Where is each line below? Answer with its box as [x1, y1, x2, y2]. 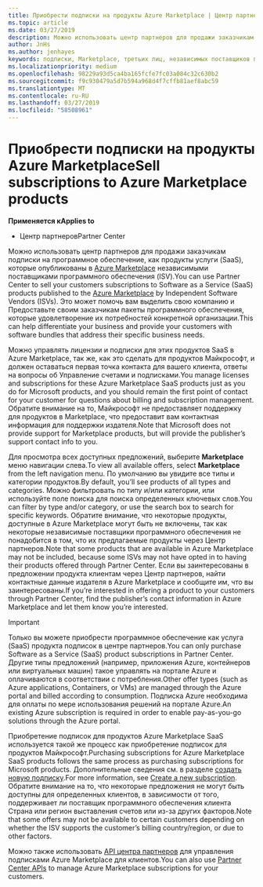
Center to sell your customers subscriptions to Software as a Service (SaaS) [8, 279, 254, 289]
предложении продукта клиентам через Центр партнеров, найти [8, 568, 225, 578]
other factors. [8, 831, 52, 841]
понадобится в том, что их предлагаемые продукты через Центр [8, 535, 226, 545]
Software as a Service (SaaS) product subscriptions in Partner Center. [8, 649, 234, 659]
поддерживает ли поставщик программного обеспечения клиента [8, 798, 232, 807]
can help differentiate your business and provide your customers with [8, 321, 232, 330]
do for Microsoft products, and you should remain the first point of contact [8, 386, 248, 396]
